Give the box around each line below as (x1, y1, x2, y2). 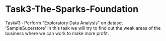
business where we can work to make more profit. (5, 30, 109, 36)
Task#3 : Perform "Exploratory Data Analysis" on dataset (5, 20, 123, 26)
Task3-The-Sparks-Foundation (5, 3, 139, 15)
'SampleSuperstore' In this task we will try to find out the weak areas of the (5, 25, 161, 31)
